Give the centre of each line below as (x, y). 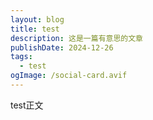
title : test (35, 29)
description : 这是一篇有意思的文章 (76, 38)
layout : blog (37, 19)
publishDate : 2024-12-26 (62, 47)
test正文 (27, 105)
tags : (21, 57)
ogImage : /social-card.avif (69, 76)
